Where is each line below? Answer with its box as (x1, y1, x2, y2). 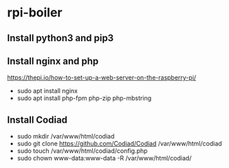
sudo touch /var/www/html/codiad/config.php (17, 147, 148, 155)
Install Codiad (7, 114, 67, 125)
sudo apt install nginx (17, 87, 78, 95)
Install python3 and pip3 (7, 32, 114, 44)
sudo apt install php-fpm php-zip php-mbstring (17, 94, 152, 102)
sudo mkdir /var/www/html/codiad (17, 132, 115, 141)
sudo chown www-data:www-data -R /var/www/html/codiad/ (17, 154, 192, 163)
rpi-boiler (7, 5, 63, 21)
